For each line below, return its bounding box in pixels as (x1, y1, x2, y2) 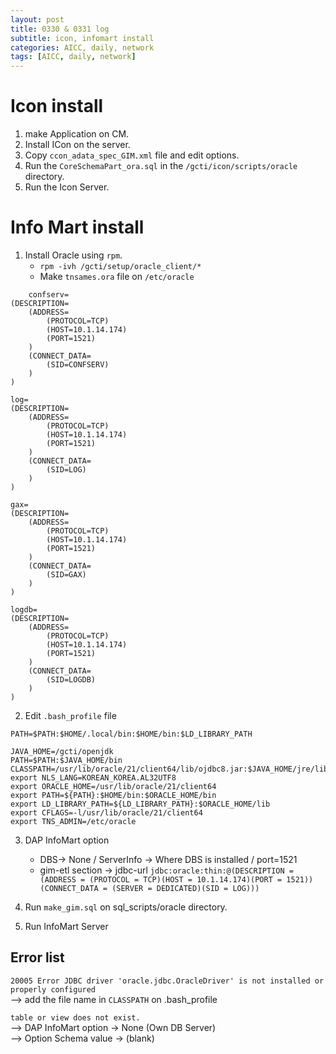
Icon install (10, 95, 104, 118)
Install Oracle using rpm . (24, 249, 123, 261)
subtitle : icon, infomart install (10, 33, 155, 43)
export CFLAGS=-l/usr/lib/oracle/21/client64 (10, 808, 203, 818)
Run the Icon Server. (24, 181, 110, 193)
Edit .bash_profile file (24, 710, 117, 721)
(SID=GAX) (46, 570, 87, 580)
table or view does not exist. (10, 1012, 141, 1023)
